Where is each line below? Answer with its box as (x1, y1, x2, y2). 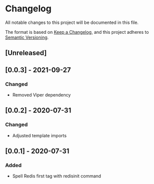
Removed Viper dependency (12, 92, 71, 98)
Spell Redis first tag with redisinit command (12, 173, 101, 179)
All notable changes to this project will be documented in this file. (5, 19, 139, 25)
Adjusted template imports (12, 132, 67, 138)
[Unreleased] (5, 49, 47, 57)
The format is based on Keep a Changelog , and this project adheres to (5, 29, 149, 35)
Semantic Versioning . (5, 34, 49, 40)
